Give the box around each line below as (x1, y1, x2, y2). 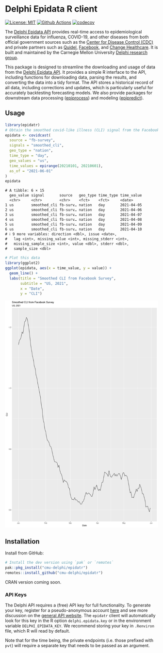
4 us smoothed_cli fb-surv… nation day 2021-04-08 (5, 217, 142, 222)
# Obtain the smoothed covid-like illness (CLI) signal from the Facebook (5, 128, 160, 132)
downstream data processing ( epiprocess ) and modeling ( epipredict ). (5, 95, 144, 100)
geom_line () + (9, 271, 38, 276)
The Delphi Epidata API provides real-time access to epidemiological (5, 29, 142, 34)
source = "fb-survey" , (9, 138, 55, 143)
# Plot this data (5, 256, 40, 261)
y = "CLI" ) (20, 291, 42, 296)
